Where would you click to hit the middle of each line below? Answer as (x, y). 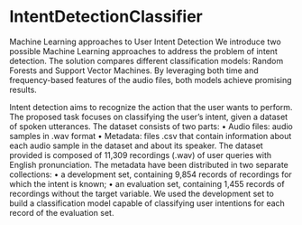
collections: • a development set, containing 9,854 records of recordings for (151, 174)
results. (23, 89)
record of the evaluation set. (62, 212)
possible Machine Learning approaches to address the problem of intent (143, 51)
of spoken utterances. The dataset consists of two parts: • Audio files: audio (151, 126)
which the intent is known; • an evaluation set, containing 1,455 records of (147, 183)
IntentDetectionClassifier (106, 17)
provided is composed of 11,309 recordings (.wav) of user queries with (141, 155)
